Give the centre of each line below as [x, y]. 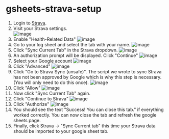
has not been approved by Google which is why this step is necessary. [87, 77]
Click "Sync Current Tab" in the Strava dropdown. [65, 50]
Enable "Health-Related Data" [44, 39]
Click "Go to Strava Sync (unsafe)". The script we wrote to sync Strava [87, 71]
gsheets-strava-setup [54, 9]
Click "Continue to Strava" [41, 99]
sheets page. [27, 120]
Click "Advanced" [32, 66]
